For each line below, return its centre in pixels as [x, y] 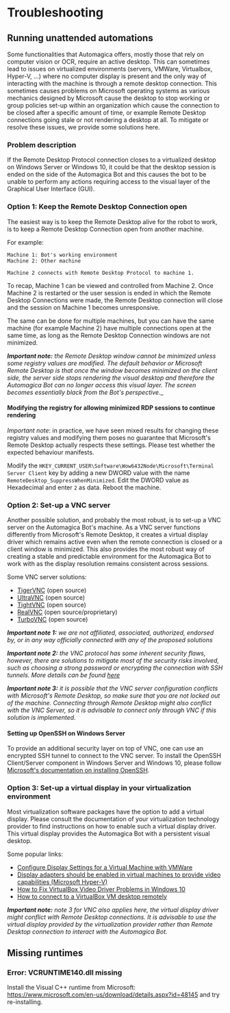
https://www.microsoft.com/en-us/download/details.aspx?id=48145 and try [114, 994]
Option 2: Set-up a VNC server [59, 505]
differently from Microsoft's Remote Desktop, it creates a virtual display [108, 535]
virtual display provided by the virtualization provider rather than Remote [110, 924]
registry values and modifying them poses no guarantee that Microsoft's [109, 437]
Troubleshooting [55, 13]
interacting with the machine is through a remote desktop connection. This [112, 83]
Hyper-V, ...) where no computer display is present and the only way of [107, 76]
